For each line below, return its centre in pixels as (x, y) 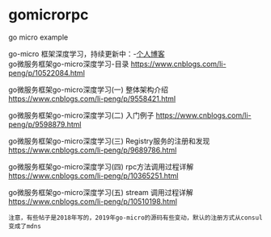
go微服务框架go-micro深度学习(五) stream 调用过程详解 (101, 192)
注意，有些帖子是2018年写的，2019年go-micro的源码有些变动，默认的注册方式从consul (135, 218)
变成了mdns (25, 226)
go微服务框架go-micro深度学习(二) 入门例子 (81, 115)
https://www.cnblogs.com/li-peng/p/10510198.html (93, 201)
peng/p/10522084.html (47, 73)
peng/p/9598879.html (45, 124)
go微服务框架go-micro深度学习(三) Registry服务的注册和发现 (109, 141)
